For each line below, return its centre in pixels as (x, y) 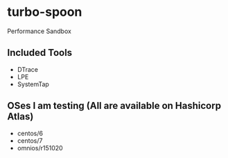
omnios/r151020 (40, 148)
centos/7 (30, 140)
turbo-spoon (45, 12)
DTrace (28, 69)
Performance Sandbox (39, 31)
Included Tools (40, 53)
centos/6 (30, 133)
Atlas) (20, 117)
